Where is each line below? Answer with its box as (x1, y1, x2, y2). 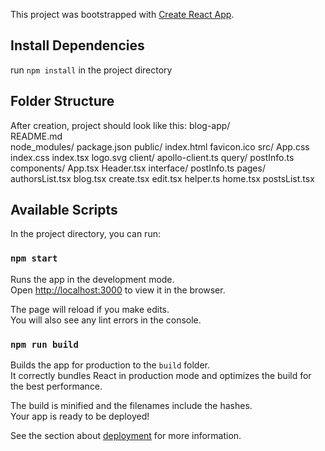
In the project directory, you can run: (10, 228, 161, 240)
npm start (10, 253, 58, 264)
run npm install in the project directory (10, 64, 173, 76)
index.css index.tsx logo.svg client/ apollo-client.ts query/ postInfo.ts (10, 151, 295, 163)
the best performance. (10, 380, 103, 393)
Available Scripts (10, 202, 118, 219)
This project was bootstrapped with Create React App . (10, 9, 235, 20)
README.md (10, 130, 63, 142)
